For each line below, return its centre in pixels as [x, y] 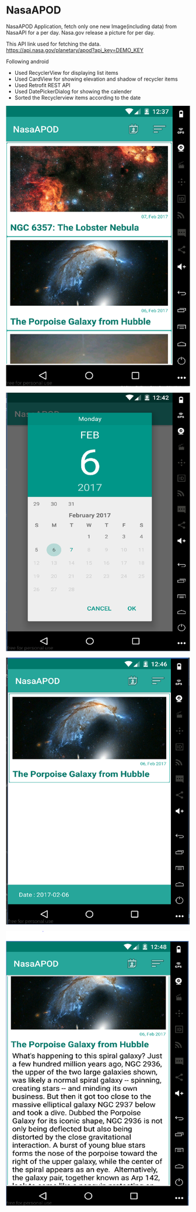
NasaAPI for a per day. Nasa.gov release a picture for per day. [80, 32]
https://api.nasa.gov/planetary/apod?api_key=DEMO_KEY [75, 50]
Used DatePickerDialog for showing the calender [73, 91]
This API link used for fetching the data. [53, 44]
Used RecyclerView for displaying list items [66, 72]
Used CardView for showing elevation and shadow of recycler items [96, 79]
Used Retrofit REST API [43, 85]
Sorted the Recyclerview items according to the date [78, 98]
